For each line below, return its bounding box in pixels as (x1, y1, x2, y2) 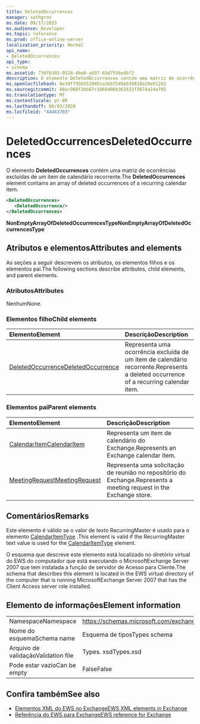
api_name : (6, 48, 31, 54)
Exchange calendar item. (107, 451, 176, 459)
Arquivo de (9, 644, 40, 652)
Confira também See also (6, 689, 100, 699)
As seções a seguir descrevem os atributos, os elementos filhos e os (6, 259, 175, 266)
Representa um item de (107, 428, 171, 437)
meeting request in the (107, 483, 170, 492)
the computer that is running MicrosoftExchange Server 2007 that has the (6, 576, 187, 584)
